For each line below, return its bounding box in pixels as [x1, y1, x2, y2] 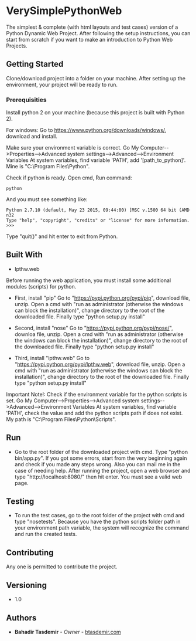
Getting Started [6, 59, 64, 69]
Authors [6, 613, 37, 623]
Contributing [6, 547, 54, 558]
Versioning [6, 580, 47, 590]
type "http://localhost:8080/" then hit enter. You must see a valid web [14, 473, 183, 480]
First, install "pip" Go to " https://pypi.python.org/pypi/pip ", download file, [14, 294, 190, 301]
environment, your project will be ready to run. [6, 81, 118, 88]
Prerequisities [6, 96, 47, 104]
